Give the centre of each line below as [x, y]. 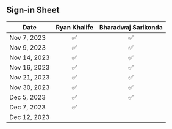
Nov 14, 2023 [30, 57]
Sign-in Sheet [33, 10]
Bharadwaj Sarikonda [131, 27]
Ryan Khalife [74, 27]
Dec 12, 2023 [30, 117]
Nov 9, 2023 [28, 47]
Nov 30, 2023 [30, 87]
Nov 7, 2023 [28, 37]
